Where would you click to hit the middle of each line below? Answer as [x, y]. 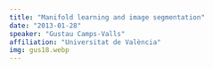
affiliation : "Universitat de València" [86, 42]
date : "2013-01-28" [45, 26]
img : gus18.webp [39, 50]
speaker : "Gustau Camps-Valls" [67, 34]
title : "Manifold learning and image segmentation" [107, 17]
